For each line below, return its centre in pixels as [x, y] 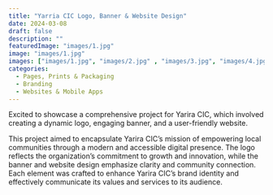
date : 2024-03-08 [38, 24]
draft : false [30, 31]
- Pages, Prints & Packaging [65, 76]
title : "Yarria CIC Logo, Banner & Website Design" [97, 16]
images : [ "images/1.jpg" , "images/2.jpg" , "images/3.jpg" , [113, 62]
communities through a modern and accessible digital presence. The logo [132, 148]
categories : [28, 69]
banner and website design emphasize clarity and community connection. [132, 165]
